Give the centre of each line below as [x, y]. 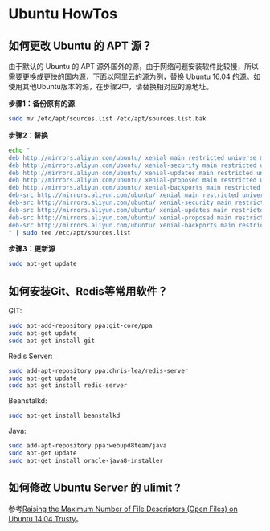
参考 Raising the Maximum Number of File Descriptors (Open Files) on [123, 509]
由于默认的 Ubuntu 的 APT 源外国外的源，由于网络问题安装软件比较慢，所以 [133, 66]
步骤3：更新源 [32, 249]
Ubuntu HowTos [63, 14]
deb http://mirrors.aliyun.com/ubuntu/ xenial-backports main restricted [135, 188]
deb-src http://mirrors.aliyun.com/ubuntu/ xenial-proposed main [120, 218]
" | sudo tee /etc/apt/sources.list [70, 233]
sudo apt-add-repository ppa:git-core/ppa [80, 326]
